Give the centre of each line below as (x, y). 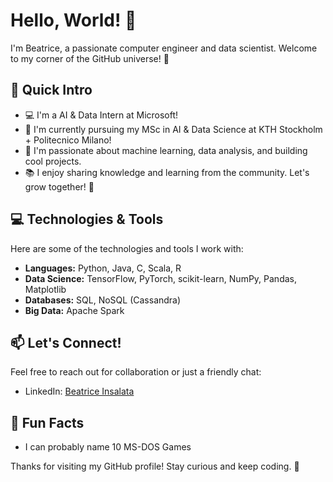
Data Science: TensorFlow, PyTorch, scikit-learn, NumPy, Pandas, (160, 278)
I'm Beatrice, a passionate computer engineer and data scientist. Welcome (164, 48)
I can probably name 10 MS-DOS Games (108, 447)
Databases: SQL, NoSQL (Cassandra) (103, 300)
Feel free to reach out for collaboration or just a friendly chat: (136, 372)
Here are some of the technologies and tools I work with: (127, 248)
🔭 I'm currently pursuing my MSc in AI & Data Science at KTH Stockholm (173, 129)
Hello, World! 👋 (73, 20)
